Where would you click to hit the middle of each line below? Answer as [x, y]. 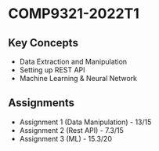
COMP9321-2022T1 [74, 14]
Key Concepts [43, 43]
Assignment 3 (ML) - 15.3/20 [65, 138]
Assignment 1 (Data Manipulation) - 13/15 [85, 122]
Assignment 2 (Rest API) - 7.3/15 [71, 130]
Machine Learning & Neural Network [78, 78]
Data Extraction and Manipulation [73, 61]
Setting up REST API [52, 70]
